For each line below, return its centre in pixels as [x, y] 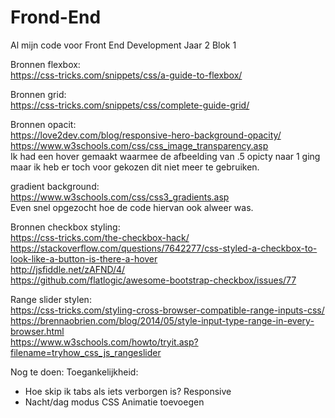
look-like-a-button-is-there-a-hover [84, 258]
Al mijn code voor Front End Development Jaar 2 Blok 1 [123, 45]
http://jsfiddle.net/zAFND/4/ [68, 269]
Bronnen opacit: [43, 124]
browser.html [37, 331]
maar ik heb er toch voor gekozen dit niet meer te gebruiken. [135, 167]
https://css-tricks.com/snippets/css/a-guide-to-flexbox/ [126, 75]
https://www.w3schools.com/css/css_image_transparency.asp [139, 145]
